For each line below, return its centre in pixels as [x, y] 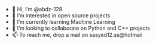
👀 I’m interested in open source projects [61, 15]
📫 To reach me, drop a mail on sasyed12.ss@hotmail [77, 35]
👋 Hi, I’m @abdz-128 [37, 9]
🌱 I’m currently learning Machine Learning [63, 22]
